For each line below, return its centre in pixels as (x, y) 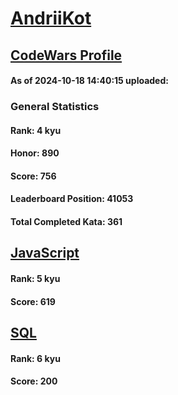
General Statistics (55, 107)
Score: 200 (34, 381)
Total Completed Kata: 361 (66, 222)
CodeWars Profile (66, 55)
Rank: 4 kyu (36, 130)
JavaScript (45, 253)
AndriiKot (51, 18)
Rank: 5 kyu (35, 279)
